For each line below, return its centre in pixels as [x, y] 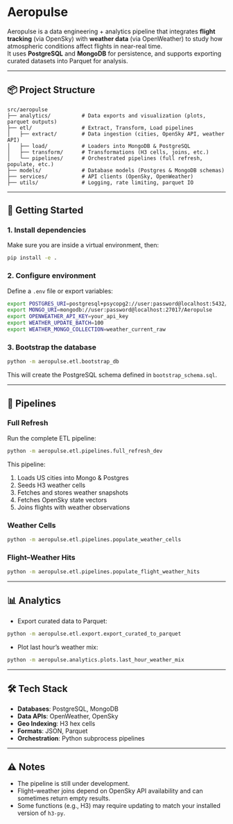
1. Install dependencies [47, 230]
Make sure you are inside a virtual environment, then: [83, 245]
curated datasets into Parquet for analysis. [68, 60]
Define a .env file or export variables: [60, 291]
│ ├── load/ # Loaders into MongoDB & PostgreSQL [99, 146]
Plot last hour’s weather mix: [58, 647]
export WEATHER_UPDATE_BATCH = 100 [55, 323]
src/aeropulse [28, 109]
